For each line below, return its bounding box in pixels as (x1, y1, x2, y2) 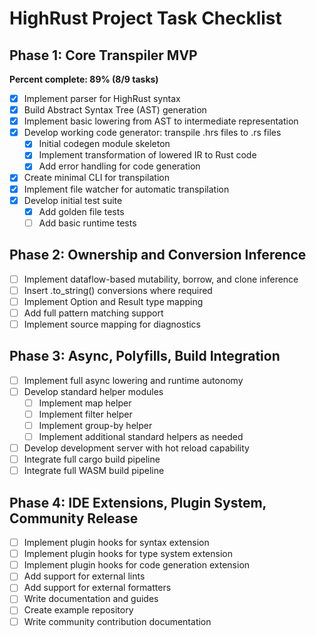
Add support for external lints (23, 570, 146, 582)
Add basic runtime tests (38, 217, 137, 229)
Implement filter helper (38, 408, 133, 420)
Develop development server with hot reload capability (23, 442, 250, 454)
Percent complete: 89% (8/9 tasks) (9, 73, 159, 85)
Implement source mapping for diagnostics (23, 318, 201, 330)
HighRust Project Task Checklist (9, 7, 282, 30)
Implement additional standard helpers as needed (38, 431, 244, 442)
